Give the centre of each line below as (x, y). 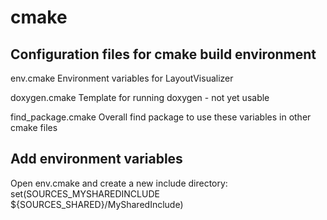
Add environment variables (96, 159)
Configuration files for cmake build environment (163, 54)
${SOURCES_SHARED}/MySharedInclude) (97, 204)
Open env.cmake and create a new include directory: (119, 183)
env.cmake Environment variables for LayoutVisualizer (122, 78)
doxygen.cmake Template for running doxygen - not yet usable (140, 97)
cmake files (34, 127)
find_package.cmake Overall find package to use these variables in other (161, 117)
